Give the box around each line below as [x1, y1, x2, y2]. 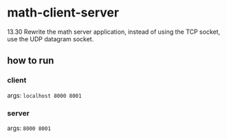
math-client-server [7, 5, 119, 21]
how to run [7, 55, 54, 67]
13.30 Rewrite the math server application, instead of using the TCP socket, [7, 28, 221, 36]
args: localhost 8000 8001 [7, 91, 82, 99]
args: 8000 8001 [7, 124, 52, 132]
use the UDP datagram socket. [7, 34, 94, 43]
